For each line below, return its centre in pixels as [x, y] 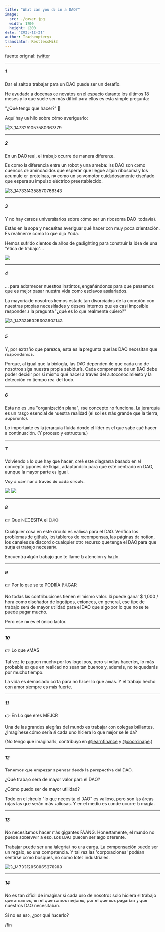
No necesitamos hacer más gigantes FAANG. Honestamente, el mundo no [80, 832]
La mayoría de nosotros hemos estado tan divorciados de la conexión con [80, 300]
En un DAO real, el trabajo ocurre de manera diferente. [60, 156]
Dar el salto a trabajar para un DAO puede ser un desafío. [63, 84]
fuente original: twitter [27, 56]
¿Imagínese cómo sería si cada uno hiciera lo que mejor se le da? [71, 732]
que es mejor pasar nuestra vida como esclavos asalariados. [66, 291]
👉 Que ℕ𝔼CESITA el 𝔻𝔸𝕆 [32, 520]
